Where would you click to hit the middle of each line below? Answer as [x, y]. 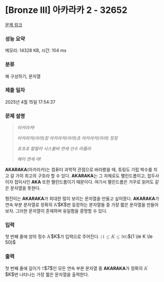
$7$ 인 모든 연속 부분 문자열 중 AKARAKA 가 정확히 [93, 268]
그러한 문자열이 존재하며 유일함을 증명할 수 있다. [61, 211]
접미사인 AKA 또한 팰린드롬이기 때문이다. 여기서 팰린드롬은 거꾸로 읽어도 [84, 182]
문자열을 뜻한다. [25, 188]
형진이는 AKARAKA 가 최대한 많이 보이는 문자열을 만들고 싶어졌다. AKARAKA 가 [82, 199]
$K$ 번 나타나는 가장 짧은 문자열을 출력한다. [47, 274]
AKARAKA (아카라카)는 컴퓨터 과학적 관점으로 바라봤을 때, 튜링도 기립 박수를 [79, 170]
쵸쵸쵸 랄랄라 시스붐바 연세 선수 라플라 [54, 149]
